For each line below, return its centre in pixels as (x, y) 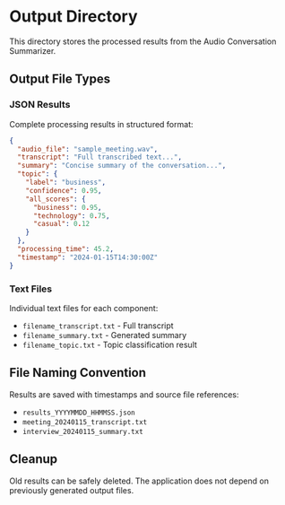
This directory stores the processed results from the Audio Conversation (143, 41)
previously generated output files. (72, 490)
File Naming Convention (78, 373)
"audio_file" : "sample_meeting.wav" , (88, 149)
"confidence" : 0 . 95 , (64, 190)
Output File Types (60, 79)
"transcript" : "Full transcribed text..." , (99, 157)
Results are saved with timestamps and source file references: (124, 394)
